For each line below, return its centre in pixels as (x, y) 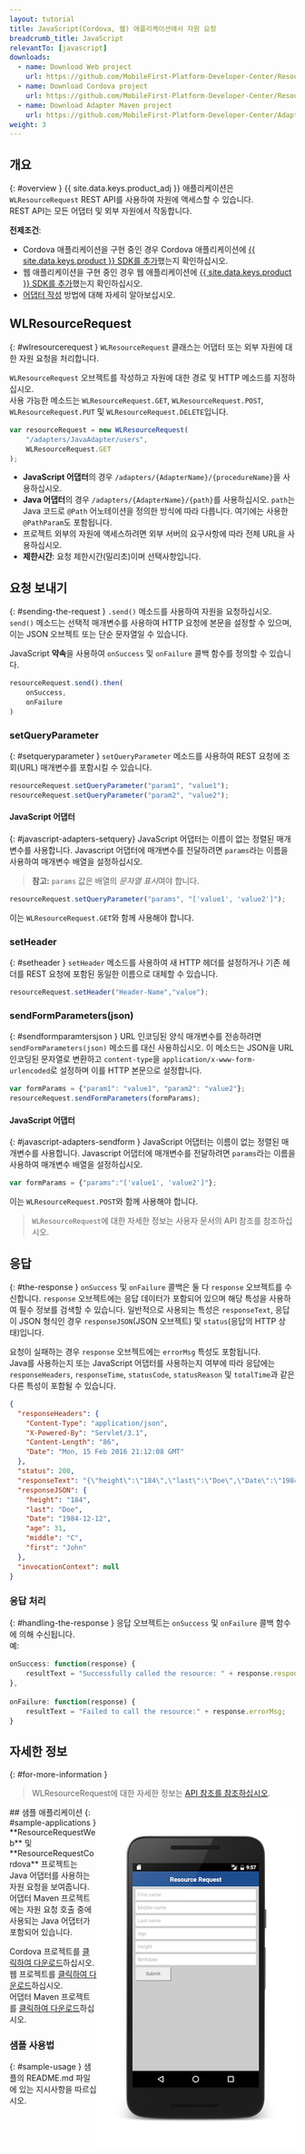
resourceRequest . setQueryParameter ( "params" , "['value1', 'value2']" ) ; (148, 899)
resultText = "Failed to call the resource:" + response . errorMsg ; (156, 1712)
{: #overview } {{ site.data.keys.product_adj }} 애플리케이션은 (122, 188)
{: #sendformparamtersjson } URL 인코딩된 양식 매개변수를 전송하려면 (135, 1037)
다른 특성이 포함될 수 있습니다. (63, 1385)
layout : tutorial (42, 19)
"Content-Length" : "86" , (73, 1442)
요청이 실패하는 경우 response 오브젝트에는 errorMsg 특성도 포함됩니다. (135, 1352)
